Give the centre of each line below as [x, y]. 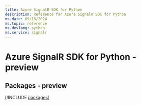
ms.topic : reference [26, 23]
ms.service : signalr [26, 33]
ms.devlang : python [25, 28]
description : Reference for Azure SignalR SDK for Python [66, 14]
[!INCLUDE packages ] [27, 97]
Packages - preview [36, 86]
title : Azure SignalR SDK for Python [44, 10]
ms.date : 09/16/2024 [26, 19]
